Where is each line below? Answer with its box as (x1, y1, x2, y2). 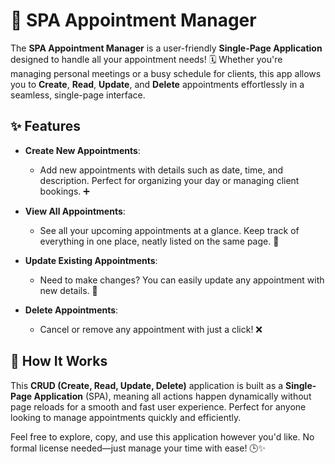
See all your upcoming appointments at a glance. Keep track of (39, 224, 300, 236)
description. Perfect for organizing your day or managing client (39, 174, 300, 186)
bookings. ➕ (39, 185, 90, 197)
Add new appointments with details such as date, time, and (39, 164, 284, 176)
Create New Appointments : (24, 144, 141, 156)
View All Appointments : (24, 205, 126, 217)
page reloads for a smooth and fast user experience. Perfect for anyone (10, 400, 307, 413)
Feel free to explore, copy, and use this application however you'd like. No (10, 430, 315, 443)
